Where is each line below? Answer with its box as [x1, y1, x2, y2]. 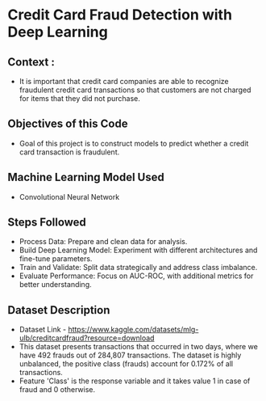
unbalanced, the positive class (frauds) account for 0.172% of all [19, 359, 234, 369]
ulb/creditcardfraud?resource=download [19, 333, 155, 343]
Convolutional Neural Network [19, 192, 120, 201]
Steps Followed [7, 216, 86, 230]
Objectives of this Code [7, 117, 128, 131]
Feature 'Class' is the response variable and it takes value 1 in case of [19, 376, 251, 386]
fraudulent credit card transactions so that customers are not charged [19, 85, 251, 95]
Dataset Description [7, 303, 110, 317]
